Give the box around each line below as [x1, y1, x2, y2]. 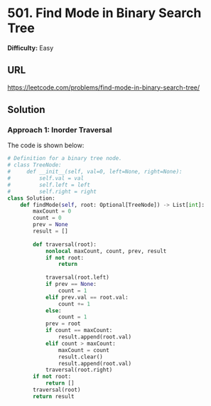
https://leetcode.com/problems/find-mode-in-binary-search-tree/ [7, 83, 200, 92]
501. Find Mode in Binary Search [7, 5, 202, 21]
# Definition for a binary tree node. [7, 155, 122, 162]
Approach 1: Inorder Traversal [7, 125, 112, 135]
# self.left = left [7, 181, 91, 188]
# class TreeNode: [7, 161, 62, 169]
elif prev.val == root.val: [45, 294, 129, 301]
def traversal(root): [33, 240, 97, 248]
